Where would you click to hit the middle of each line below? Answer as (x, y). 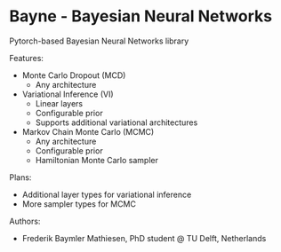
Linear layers (59, 103)
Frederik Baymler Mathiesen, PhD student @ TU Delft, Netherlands (144, 238)
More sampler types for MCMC (79, 204)
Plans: (20, 177)
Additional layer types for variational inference (107, 194)
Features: (27, 58)
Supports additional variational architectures (116, 122)
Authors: (25, 221)
